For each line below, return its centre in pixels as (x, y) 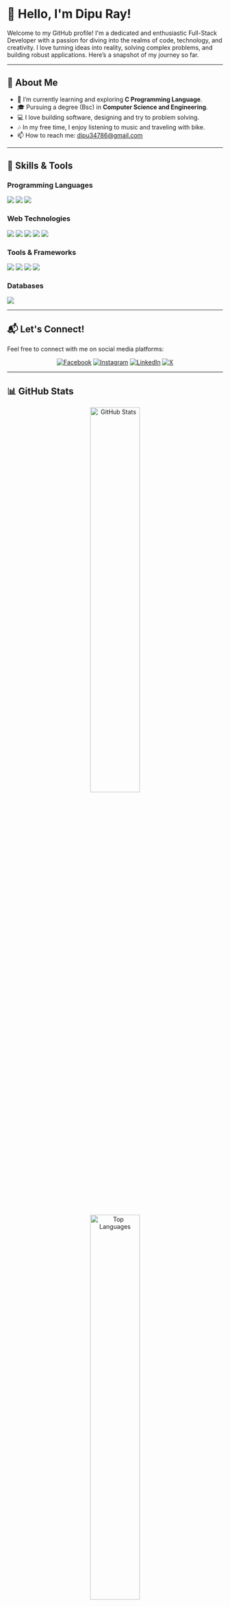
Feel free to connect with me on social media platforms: (86, 349)
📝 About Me (33, 83)
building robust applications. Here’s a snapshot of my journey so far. (103, 55)
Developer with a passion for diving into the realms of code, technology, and (115, 40)
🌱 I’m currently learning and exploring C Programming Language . (110, 99)
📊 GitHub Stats (40, 391)
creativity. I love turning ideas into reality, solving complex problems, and (110, 47)
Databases (25, 286)
